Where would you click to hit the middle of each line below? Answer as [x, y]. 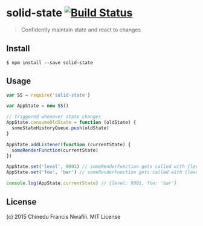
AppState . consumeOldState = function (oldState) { [71, 123]
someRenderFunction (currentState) [55, 150]
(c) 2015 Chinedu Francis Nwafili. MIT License [63, 216]
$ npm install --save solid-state [50, 63]
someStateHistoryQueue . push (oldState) [61, 128]
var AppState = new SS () [37, 106]
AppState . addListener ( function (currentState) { [69, 144]
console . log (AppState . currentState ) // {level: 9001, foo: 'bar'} [92, 183]
